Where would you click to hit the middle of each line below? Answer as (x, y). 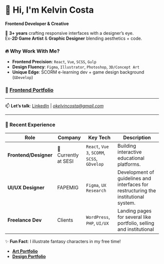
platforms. (129, 164)
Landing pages (134, 211)
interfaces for (133, 185)
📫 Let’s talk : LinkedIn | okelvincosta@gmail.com (54, 106)
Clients (65, 220)
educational (131, 158)
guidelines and (134, 178)
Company (69, 137)
